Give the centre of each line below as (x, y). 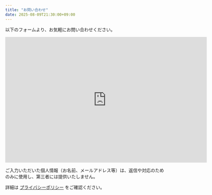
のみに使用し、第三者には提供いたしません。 (52, 176)
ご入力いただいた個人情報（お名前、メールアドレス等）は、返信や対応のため (85, 170)
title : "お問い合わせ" (27, 10)
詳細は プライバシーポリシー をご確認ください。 (55, 187)
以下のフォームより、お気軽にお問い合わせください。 (60, 29)
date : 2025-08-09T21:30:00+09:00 (40, 15)
